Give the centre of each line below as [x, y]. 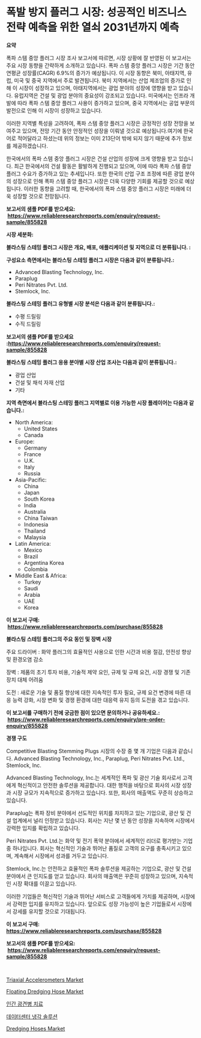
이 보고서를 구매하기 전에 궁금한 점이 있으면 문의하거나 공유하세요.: [83, 712]
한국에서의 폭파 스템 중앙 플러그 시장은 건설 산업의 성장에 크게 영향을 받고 [92, 158]
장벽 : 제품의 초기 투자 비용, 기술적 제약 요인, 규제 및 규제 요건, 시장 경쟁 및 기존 [98, 672]
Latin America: [33, 543]
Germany [35, 448]
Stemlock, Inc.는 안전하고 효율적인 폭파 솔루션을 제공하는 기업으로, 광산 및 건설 [99, 869]
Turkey [32, 582]
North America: [34, 422]
